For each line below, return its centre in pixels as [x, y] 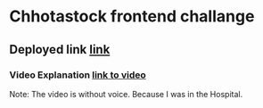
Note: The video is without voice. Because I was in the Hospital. [126, 94]
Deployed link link [60, 50]
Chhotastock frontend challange [132, 17]
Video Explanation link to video [78, 75]
